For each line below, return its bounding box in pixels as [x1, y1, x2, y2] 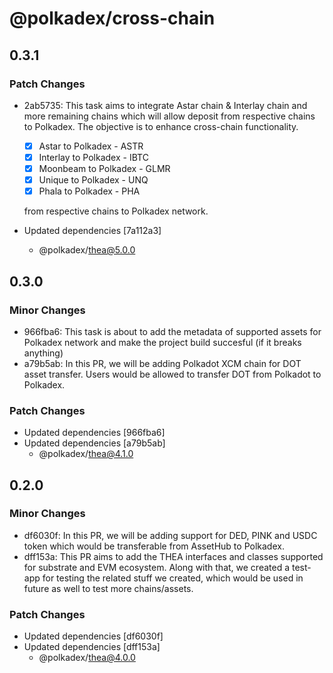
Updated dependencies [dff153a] [23, 641, 161, 653]
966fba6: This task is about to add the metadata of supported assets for [23, 325, 322, 337]
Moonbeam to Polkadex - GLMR [38, 163, 171, 174]
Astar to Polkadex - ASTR [38, 140, 144, 152]
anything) [23, 347, 64, 359]
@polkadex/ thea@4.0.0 [38, 652, 136, 664]
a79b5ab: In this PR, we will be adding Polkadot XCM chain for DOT [23, 357, 302, 369]
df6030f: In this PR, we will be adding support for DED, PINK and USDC [23, 529, 318, 541]
